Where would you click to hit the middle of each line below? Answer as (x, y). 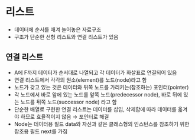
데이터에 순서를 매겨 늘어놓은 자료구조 (58, 29)
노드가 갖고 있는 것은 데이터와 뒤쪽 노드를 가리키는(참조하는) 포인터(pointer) (101, 87)
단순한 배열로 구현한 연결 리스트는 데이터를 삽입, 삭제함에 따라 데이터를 (95, 109)
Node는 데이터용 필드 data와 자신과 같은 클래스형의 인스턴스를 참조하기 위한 (102, 124)
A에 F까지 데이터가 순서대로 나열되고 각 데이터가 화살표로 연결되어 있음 (95, 72)
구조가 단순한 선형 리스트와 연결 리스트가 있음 (66, 36)
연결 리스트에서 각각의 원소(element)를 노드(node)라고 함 (80, 79)
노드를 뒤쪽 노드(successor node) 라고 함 (69, 102)
